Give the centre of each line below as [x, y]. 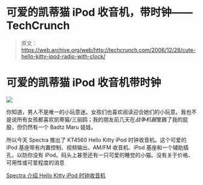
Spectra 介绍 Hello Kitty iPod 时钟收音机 [56, 175]
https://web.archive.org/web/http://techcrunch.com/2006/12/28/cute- [108, 50]
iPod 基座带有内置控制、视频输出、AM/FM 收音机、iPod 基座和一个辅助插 [98, 147]
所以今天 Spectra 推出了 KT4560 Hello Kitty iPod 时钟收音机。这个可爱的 [96, 140]
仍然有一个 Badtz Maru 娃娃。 [59, 127]
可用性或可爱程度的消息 [35, 162]
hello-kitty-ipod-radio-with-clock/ [63, 56]
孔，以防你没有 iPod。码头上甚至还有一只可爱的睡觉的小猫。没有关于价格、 [100, 155]
